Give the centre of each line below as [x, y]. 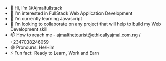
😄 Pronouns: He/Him [32, 47]
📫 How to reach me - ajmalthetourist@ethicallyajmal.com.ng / [75, 35]
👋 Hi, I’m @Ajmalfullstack [36, 8]
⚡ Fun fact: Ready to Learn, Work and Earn [55, 53]
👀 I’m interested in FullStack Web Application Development [71, 13]
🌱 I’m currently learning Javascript [46, 18]
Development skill [29, 29]
